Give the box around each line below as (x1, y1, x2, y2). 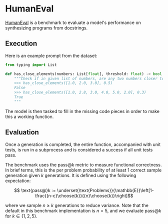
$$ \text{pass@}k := (14, 187, 56, 193)
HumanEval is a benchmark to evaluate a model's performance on (5, 19, 141, 25)
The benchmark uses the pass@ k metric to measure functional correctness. (5, 161, 162, 167)
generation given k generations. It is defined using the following (5, 172, 136, 178)
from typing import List (5, 62, 57, 67)
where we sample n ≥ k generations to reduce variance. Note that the (5, 202, 149, 208)
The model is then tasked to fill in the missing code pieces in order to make (5, 108, 160, 114)
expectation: (5, 177, 31, 183)
